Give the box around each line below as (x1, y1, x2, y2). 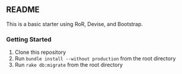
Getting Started (6, 35, 52, 43)
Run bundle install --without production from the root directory (14, 55, 176, 62)
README (6, 5, 40, 15)
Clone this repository (14, 49, 66, 56)
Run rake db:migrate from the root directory (14, 62, 123, 69)
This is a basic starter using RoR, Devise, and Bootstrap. (6, 20, 143, 27)
